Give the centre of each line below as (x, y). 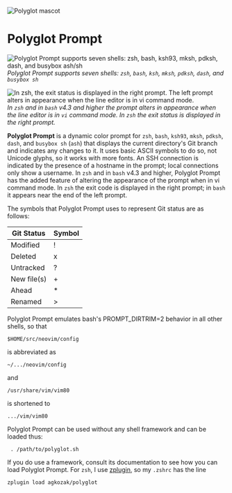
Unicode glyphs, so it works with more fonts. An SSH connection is (103, 158)
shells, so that (27, 326)
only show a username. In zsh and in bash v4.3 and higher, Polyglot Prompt (114, 173)
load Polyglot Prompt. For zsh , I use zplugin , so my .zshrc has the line (107, 469)
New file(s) (29, 279)
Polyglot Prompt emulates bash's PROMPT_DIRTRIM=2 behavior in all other (115, 319)
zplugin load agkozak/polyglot (52, 482)
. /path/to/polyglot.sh (44, 449)
